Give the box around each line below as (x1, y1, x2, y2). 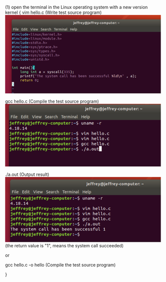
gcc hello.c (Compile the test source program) (5, 99, 99, 105)
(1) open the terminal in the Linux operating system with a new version (5, 4, 148, 10)
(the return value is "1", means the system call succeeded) (5, 242, 124, 248)
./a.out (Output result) (5, 171, 49, 177)
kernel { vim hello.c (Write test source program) (5, 9, 102, 15)
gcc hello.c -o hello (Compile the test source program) (5, 262, 116, 268)
